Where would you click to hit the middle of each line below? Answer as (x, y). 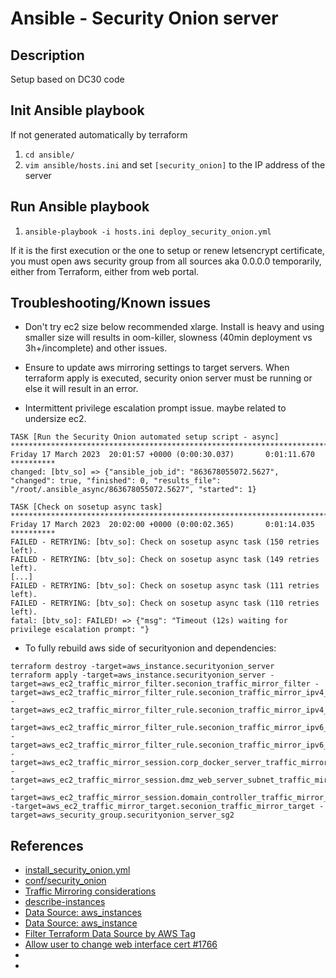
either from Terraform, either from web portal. (105, 271)
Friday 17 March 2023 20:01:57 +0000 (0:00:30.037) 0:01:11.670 (162, 455)
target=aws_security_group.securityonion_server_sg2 (122, 815)
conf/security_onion (65, 881)
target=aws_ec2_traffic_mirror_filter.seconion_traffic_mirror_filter (160, 684)
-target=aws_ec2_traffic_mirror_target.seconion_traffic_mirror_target (162, 807)
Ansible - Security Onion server (144, 18)
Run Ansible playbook (80, 207)
